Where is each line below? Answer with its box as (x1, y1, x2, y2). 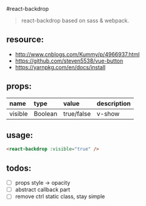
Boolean (33, 109, 58, 118)
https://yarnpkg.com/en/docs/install (15, 63, 106, 70)
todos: (6, 163, 32, 173)
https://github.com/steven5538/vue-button (15, 57, 123, 64)
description (96, 99, 131, 108)
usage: (6, 130, 33, 140)
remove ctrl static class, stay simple (15, 193, 105, 200)
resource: (6, 35, 44, 45)
